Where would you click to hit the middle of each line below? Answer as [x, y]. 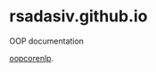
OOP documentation [47, 41]
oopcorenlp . [32, 58]
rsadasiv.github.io [78, 16]
